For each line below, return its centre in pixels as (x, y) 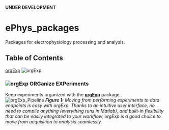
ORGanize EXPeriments (59, 84)
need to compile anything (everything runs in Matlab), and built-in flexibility (84, 111)
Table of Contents (34, 58)
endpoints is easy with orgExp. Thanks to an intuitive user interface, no (80, 106)
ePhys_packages (42, 28)
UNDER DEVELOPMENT (31, 7)
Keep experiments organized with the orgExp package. (63, 95)
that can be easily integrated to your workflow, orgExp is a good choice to (83, 116)
